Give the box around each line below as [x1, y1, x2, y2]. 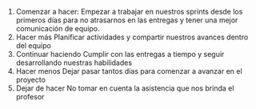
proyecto [15, 75, 46, 84]
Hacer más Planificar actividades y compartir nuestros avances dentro [15, 32, 249, 42]
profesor [15, 92, 45, 101]
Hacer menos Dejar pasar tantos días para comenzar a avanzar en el [15, 67, 242, 75]
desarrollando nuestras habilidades [15, 58, 133, 67]
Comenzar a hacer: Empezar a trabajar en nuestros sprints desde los [15, 7, 243, 16]
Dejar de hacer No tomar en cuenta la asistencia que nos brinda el [15, 83, 234, 93]
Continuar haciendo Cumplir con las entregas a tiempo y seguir [15, 50, 225, 59]
